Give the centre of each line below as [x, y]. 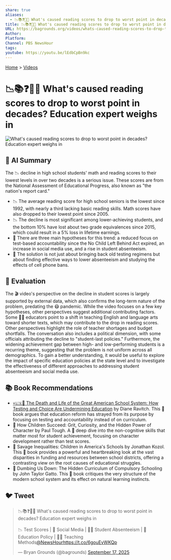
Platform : [16, 39]
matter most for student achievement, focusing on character [76, 436]
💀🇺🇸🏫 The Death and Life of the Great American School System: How [85, 403]
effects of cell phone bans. [41, 265]
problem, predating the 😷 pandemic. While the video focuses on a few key [84, 307]
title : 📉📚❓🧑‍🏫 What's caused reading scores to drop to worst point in [83, 24]
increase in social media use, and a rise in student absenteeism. [80, 249]
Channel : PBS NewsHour [29, 43]
